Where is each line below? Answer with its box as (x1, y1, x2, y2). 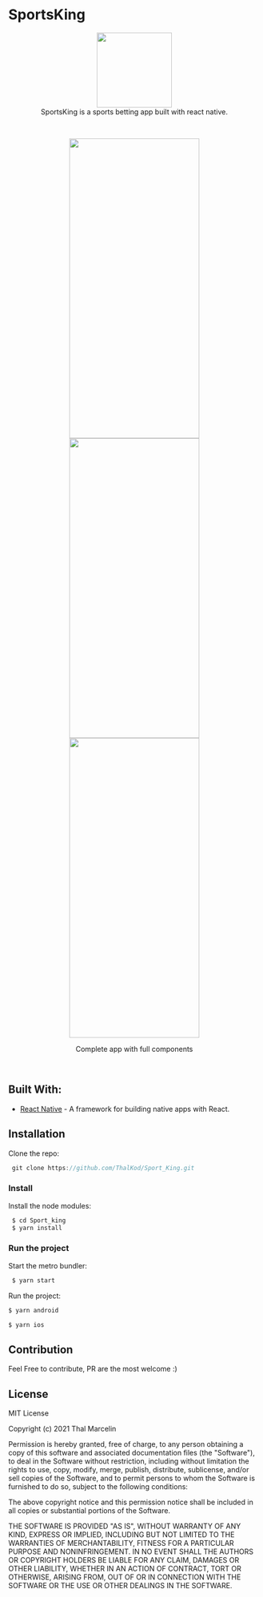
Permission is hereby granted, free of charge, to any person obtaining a (8, 1440, 244, 1449)
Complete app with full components (75, 1044, 193, 1053)
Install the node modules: (8, 1201, 92, 1210)
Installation (8, 1127, 66, 1141)
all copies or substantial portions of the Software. (8, 1506, 170, 1515)
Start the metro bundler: (8, 1260, 88, 1270)
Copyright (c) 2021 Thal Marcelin (8, 1424, 117, 1434)
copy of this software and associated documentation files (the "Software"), (8, 1448, 256, 1458)
